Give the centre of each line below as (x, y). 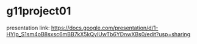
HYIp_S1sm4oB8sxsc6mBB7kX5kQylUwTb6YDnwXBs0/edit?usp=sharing (99, 34)
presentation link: (28, 28)
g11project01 (39, 11)
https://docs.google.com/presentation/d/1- (105, 28)
